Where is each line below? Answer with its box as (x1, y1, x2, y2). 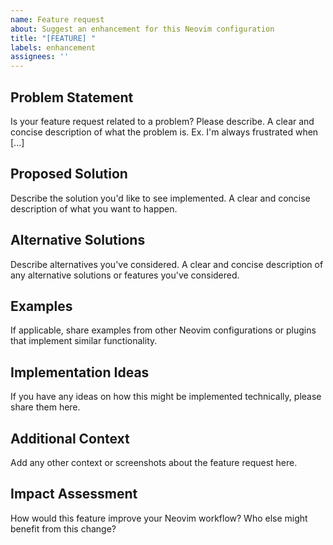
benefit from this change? (10, 522, 117, 535)
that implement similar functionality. (10, 335, 158, 347)
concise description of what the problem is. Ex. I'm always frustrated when (10, 126, 319, 138)
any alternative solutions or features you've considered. (10, 269, 240, 281)
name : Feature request (10, 14, 105, 25)
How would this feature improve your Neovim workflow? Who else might (10, 512, 308, 524)
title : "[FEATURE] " (10, 33, 97, 43)
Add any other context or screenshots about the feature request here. (10, 457, 298, 468)
